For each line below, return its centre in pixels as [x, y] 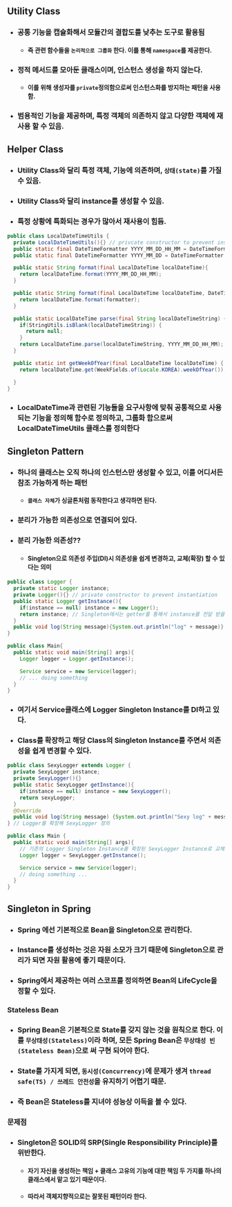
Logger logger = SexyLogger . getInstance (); [83, 855]
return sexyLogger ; [48, 798]
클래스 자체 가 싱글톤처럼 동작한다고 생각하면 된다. [92, 501]
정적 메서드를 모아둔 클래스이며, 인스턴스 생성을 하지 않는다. [110, 70]
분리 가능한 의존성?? [49, 541]
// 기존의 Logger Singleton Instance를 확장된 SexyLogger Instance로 [116, 849]
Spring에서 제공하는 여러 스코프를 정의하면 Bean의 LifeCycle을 [117, 981]
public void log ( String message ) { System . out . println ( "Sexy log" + [113, 817]
